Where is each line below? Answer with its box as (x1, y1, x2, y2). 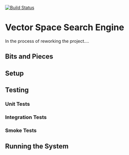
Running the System (5, 142, 69, 151)
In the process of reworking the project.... (5, 38, 90, 44)
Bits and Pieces (5, 52, 53, 61)
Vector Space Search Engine (5, 22, 125, 33)
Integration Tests (5, 114, 47, 121)
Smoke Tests (5, 127, 37, 134)
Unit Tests (5, 101, 31, 108)
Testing (5, 86, 29, 94)
